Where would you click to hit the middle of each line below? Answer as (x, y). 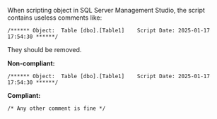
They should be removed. (45, 50)
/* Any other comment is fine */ (57, 108)
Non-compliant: (31, 63)
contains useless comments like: (55, 18)
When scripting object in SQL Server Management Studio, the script (106, 10)
